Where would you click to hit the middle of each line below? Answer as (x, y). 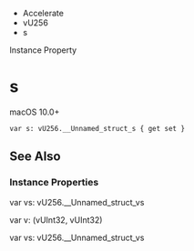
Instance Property (43, 50)
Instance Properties (54, 183)
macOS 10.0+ (35, 112)
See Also (35, 157)
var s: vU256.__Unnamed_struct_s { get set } (97, 128)
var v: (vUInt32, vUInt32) (56, 220)
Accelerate (43, 13)
